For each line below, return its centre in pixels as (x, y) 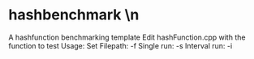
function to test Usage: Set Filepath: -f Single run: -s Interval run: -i (121, 45)
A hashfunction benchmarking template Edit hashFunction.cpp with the (127, 37)
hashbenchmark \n (74, 15)
